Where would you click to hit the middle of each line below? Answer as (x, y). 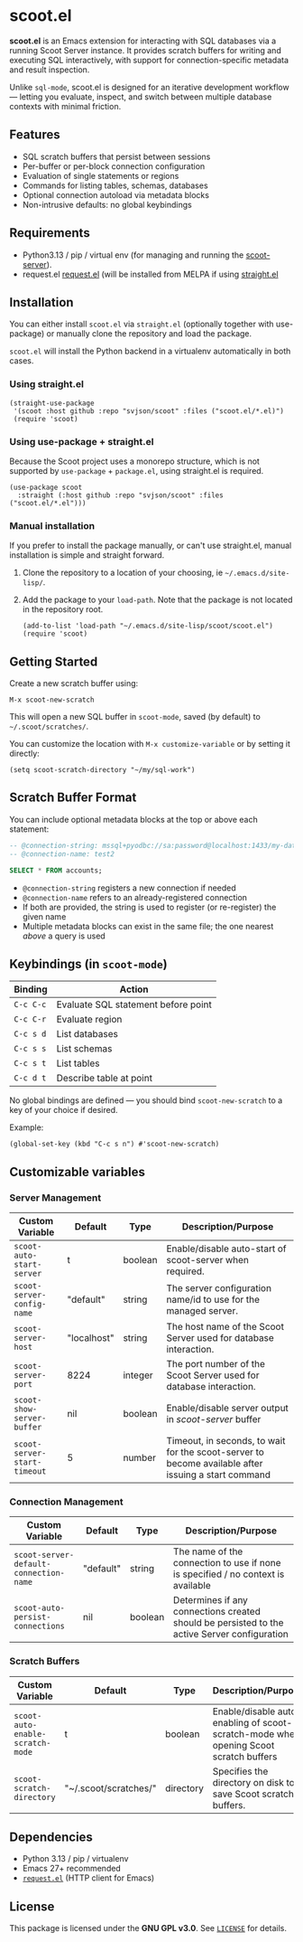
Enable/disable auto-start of (226, 1249)
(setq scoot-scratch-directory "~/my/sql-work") (102, 770)
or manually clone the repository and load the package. (149, 334)
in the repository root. (63, 609)
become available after (215, 1464)
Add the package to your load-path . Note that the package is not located (157, 600)
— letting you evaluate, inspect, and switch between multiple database (141, 97)
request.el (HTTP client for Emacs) (88, 1878)
